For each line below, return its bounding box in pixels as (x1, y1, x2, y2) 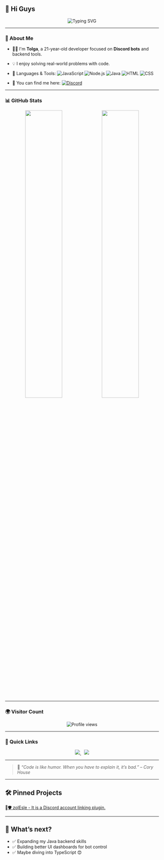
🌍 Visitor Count (5, 708, 44, 715)
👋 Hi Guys (5, 5, 36, 13)
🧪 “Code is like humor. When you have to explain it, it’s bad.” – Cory (17, 764, 154, 770)
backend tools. (12, 51, 42, 57)
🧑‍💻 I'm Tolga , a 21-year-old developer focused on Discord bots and (12, 46, 149, 52)
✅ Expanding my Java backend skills (12, 838, 86, 844)
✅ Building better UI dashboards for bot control (12, 844, 107, 850)
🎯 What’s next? (5, 825, 52, 833)
